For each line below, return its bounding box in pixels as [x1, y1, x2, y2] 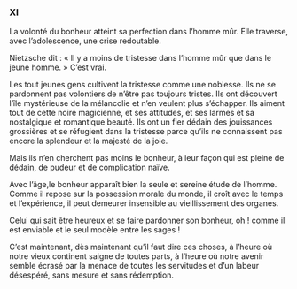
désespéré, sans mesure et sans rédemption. [9, 270, 175, 280]
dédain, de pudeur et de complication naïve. [9, 162, 170, 173]
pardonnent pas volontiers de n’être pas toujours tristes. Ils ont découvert [9, 88, 277, 99]
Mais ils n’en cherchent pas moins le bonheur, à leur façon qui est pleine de [9, 153, 285, 164]
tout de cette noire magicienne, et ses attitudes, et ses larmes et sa [9, 108, 255, 118]
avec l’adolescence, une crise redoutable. [9, 35, 161, 46]
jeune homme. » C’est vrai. [9, 62, 107, 72]
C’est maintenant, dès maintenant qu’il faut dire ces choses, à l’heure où [9, 241, 273, 253]
